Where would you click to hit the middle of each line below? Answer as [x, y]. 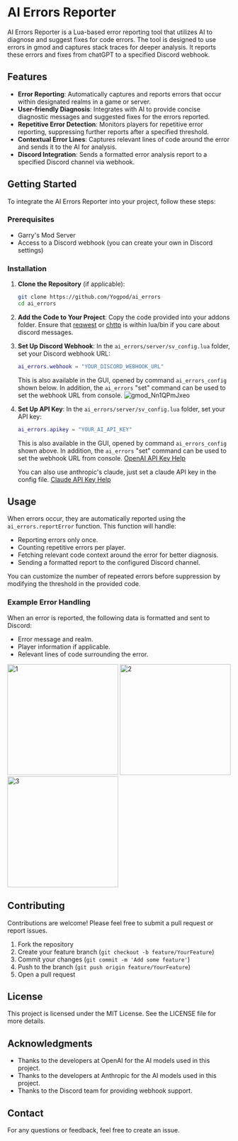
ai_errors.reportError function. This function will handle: [92, 527]
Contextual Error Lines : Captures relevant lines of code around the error [124, 139]
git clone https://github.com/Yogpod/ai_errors [89, 297]
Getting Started [42, 184]
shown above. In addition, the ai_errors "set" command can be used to [122, 451]
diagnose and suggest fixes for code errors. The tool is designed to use [112, 39]
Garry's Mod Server [46, 235]
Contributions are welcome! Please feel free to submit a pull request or [110, 922]
